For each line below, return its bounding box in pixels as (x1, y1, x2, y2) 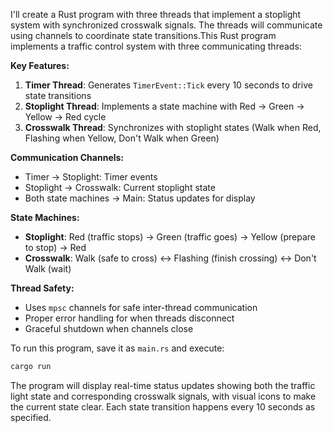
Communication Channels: (10, 152, 125, 163)
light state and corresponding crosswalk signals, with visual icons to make (10, 390, 317, 402)
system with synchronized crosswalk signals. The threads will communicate (10, 19, 323, 31)
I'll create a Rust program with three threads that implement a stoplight (10, 9, 302, 20)
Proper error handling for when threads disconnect (24, 312, 235, 324)
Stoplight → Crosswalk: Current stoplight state (24, 182, 216, 193)
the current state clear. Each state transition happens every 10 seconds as (10, 400, 316, 413)
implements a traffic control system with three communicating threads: (10, 40, 302, 52)
